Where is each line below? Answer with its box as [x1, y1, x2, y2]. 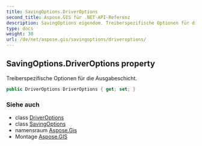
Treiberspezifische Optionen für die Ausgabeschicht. [6, 74, 137, 81]
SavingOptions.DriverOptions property [6, 59, 155, 69]
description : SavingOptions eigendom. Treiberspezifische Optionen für [6, 20, 189, 26]
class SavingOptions [14, 120, 66, 127]
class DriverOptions [14, 114, 64, 121]
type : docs [6, 25, 34, 32]
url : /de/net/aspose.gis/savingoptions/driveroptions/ [6, 36, 147, 42]
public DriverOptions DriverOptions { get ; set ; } [6, 86, 136, 92]
